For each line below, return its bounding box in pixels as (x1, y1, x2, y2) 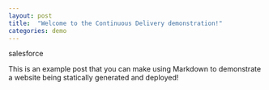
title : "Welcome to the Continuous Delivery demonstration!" (8, 19, 223, 27)
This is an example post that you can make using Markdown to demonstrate (8, 64, 262, 74)
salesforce (8, 49, 44, 59)
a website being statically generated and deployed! (8, 73, 179, 83)
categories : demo (8, 27, 67, 35)
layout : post (8, 11, 53, 20)
